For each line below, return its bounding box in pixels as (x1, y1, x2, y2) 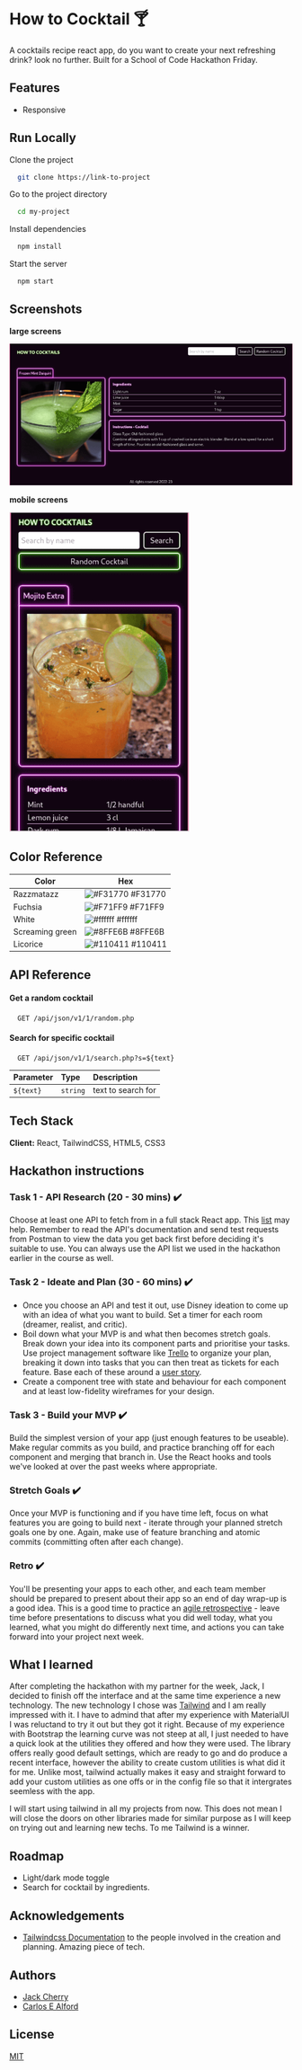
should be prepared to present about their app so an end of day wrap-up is (9, 1593, 288, 1604)
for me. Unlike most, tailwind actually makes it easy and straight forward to (9, 1767, 286, 1778)
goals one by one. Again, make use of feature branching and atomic (9, 1527, 261, 1538)
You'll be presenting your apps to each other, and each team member (9, 1583, 267, 1594)
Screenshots (9, 302, 83, 317)
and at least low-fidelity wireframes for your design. (22, 1385, 215, 1396)
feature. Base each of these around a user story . (22, 1366, 202, 1377)
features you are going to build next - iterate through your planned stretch (9, 1517, 283, 1528)
